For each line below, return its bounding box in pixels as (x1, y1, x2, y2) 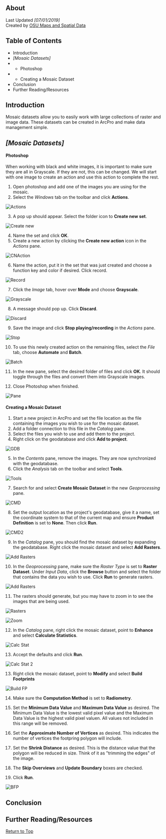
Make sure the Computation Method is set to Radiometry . (12, 695, 132, 701)
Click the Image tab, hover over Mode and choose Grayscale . (12, 287, 139, 293)
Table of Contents (5, 37, 62, 45)
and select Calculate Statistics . (12, 632, 78, 638)
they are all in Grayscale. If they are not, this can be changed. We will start (5, 169, 157, 175)
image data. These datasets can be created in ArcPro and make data (5, 119, 145, 125)
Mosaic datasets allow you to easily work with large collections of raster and (5, 114, 161, 120)
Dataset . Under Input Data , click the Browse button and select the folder (12, 569, 162, 575)
